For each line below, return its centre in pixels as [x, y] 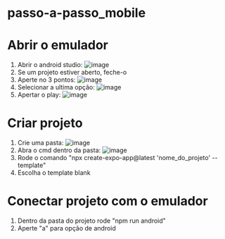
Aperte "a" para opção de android [66, 228]
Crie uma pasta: [40, 143]
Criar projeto [45, 123]
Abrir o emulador [58, 45]
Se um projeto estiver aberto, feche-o [72, 73]
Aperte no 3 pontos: [46, 80]
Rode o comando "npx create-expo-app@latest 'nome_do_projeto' [114, 158]
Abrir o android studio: [50, 65]
